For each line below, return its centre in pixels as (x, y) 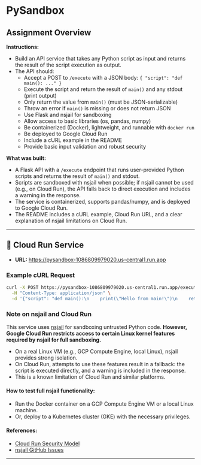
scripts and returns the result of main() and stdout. (77, 176)
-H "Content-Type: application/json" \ (61, 293)
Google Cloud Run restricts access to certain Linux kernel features (91, 334)
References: (22, 430)
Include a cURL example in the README (73, 140)
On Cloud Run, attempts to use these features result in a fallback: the (100, 364)
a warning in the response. (48, 195)
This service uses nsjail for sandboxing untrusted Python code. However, (97, 327)
